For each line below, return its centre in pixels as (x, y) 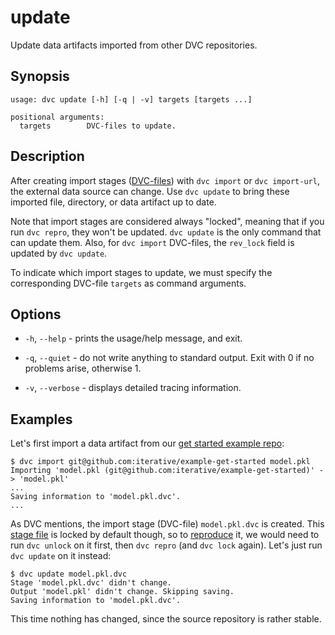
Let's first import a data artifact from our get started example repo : (147, 443)
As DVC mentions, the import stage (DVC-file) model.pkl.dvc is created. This (167, 524)
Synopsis (40, 76)
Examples (41, 419)
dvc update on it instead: (61, 556)
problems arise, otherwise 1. (83, 368)
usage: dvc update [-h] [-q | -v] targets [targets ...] (131, 99)
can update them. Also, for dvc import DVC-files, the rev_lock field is (152, 242)
